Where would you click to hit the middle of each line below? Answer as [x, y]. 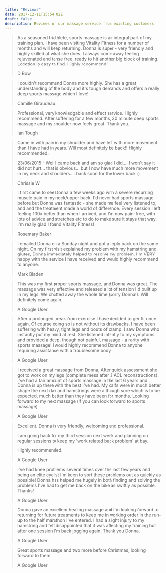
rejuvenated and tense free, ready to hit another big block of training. [88, 59]
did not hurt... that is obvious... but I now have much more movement [87, 168]
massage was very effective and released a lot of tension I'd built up [87, 289]
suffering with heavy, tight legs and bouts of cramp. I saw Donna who [88, 329]
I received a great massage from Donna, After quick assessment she [87, 370]
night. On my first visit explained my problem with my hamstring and [87, 249]
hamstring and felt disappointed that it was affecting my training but [86, 526]
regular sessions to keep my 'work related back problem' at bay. [83, 441]
